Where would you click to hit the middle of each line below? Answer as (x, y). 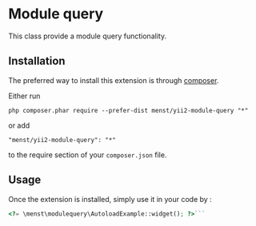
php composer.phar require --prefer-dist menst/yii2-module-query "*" (128, 110)
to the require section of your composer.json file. (88, 155)
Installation (37, 61)
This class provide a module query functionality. (87, 36)
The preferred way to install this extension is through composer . (114, 80)
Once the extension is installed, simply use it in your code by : (110, 199)
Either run (24, 96)
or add (19, 125)
